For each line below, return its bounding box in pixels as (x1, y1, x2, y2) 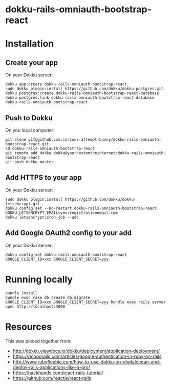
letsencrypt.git (5, 201, 40, 206)
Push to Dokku (5, 114, 53, 122)
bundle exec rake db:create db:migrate (5, 295, 91, 300)
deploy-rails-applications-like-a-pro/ (12, 364, 91, 370)
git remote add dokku (5, 151, 52, 156)
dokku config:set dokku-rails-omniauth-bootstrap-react (5, 252, 127, 257)
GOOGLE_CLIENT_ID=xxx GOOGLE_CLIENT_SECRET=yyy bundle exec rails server (5, 299, 166, 305)
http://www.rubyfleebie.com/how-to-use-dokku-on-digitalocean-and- (12, 358, 161, 364)
